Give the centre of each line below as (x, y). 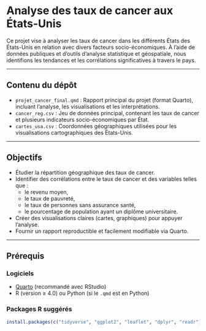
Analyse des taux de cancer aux (90, 11)
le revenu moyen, (46, 192)
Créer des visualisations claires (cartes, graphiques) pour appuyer (99, 218)
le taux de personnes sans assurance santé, (80, 205)
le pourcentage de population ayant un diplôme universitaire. (101, 211)
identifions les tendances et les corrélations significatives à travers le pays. (101, 60)
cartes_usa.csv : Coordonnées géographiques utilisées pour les (96, 126)
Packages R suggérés (39, 309)
